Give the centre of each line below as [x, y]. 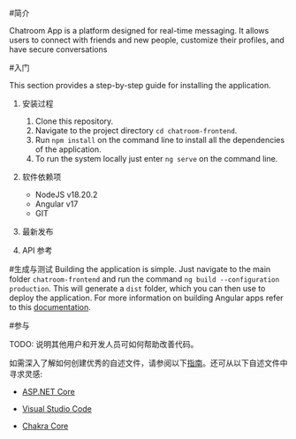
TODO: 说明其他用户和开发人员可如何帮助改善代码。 [104, 344]
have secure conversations [58, 49]
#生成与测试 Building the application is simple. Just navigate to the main [140, 269]
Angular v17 [57, 204]
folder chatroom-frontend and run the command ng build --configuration [144, 279]
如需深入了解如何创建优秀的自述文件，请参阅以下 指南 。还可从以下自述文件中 [148, 363]
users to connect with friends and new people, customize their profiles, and [147, 40]
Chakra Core [45, 426]
